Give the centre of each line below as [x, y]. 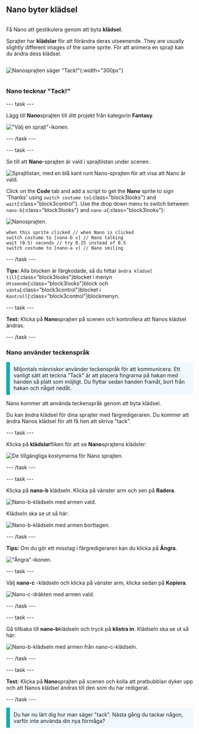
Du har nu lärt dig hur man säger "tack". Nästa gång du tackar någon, [99, 715]
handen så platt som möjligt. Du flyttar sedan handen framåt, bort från [99, 382]
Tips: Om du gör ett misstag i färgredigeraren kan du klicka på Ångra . [91, 548]
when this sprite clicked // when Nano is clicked [70, 233]
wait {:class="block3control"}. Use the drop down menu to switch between [97, 204]
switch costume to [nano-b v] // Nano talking [65, 238]
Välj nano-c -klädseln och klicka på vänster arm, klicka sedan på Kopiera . [97, 583]
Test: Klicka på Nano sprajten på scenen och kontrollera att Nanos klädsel [96, 319]
